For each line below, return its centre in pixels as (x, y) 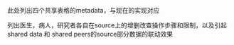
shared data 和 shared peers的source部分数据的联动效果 (90, 34)
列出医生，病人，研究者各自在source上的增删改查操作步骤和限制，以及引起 (117, 25)
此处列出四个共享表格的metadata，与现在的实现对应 (84, 10)
